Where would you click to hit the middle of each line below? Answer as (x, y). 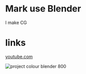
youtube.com (19, 56)
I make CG (16, 22)
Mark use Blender (43, 9)
